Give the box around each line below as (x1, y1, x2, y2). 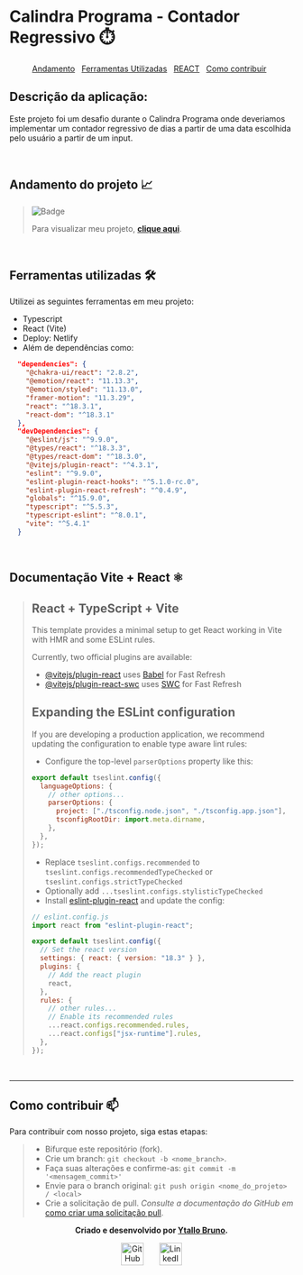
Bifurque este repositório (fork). (44, 1143, 163, 1155)
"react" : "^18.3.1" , (25, 401, 103, 411)
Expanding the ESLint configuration (31, 705, 236, 720)
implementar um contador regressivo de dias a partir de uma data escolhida (9, 123, 291, 133)
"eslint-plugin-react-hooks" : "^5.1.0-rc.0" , (25, 477, 200, 486)
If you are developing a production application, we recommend (31, 729, 265, 739)
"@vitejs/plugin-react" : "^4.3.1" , (25, 460, 160, 470)
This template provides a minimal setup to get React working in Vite (31, 624, 282, 635)
